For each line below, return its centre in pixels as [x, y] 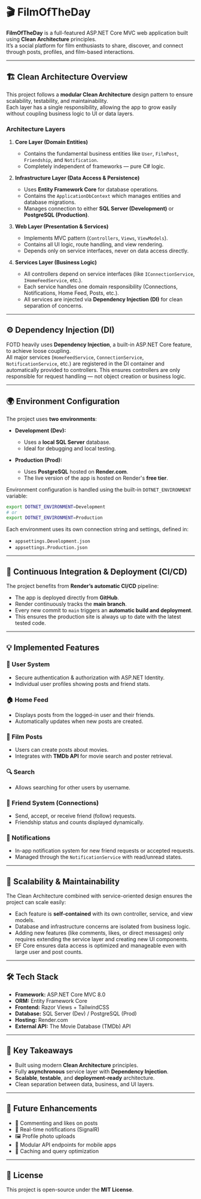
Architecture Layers [36, 129]
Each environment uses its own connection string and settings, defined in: [98, 529]
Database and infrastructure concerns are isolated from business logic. [103, 927]
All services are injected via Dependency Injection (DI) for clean [103, 300]
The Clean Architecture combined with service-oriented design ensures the [99, 896]
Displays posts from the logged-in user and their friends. [85, 715]
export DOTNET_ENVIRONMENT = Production [54, 518]
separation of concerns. [53, 306]
